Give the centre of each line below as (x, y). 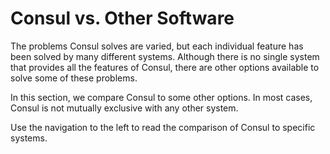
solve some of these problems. (74, 78)
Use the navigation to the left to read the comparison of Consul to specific (163, 127)
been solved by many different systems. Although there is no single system (165, 56)
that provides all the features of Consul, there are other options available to (165, 67)
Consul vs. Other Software (122, 18)
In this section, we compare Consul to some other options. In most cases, (161, 97)
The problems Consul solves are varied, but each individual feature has (157, 46)
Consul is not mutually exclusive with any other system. (124, 108)
